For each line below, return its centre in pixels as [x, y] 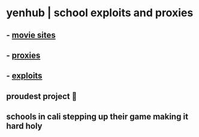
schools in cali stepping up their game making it [97, 117]
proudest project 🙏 [42, 96]
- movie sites [31, 35]
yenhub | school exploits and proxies [100, 13]
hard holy [25, 126]
